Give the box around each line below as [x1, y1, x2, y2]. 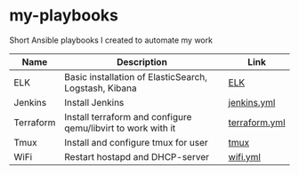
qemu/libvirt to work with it [64, 122, 176, 134]
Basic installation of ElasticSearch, [64, 70, 207, 83]
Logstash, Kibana [64, 82, 137, 94]
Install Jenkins [64, 96, 125, 108]
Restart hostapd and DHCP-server [64, 150, 209, 163]
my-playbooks [9, 5, 118, 26]
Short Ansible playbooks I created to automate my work [9, 35, 214, 45]
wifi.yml [228, 150, 261, 163]
